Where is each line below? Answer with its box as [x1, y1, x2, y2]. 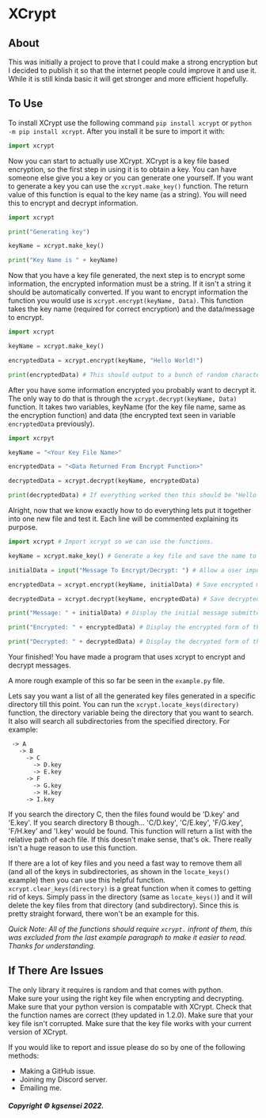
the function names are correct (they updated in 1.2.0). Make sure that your [8, 1010, 253, 1020]
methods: [8, 1051, 40, 1060]
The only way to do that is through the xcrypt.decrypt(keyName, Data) [8, 394, 237, 403]
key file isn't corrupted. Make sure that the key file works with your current [8, 1018, 252, 1028]
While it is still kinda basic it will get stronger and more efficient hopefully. [8, 74, 249, 83]
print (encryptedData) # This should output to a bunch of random [8, 371, 228, 378]
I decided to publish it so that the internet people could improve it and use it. [8, 66, 257, 75]
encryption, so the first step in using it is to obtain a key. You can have [8, 164, 237, 174]
